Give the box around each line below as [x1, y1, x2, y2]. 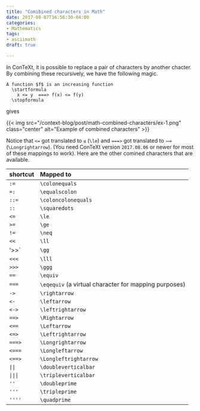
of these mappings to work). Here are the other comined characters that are [6, 150, 193, 157]
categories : [6, 20, 36, 26]
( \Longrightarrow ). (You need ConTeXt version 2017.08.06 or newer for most [6, 143, 194, 150]
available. [6, 156, 30, 163]
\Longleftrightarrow [39, 356, 99, 362]
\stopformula [11, 97, 44, 103]
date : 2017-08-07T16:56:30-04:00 [6, 14, 90, 20]
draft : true [6, 42, 36, 48]
